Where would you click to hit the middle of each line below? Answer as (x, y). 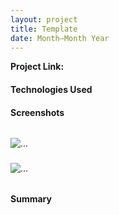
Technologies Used (51, 89)
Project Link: (37, 67)
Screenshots (37, 112)
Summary (31, 198)
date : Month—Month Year (60, 38)
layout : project (44, 19)
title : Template (44, 29)
